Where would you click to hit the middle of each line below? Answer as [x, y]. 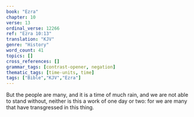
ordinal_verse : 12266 [33, 28]
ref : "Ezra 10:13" [29, 34]
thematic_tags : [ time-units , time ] [50, 72]
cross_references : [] [33, 61]
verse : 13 [18, 23]
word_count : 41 [25, 50]
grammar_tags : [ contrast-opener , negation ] [61, 67]
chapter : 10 [21, 17]
